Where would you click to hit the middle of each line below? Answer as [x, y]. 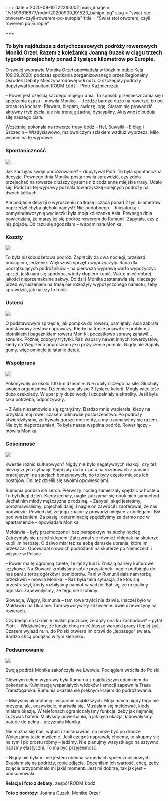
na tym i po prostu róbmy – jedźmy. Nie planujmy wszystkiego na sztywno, [82, 742]
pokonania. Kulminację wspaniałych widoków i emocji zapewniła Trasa [78, 685]
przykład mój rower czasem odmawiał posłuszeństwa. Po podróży [74, 415]
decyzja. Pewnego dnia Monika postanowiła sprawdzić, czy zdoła [73, 177]
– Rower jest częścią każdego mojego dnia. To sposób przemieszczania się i [84, 96]
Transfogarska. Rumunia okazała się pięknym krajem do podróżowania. [79, 690]
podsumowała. [21, 774]
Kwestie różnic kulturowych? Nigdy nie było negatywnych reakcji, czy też [81, 464]
